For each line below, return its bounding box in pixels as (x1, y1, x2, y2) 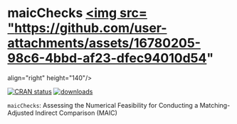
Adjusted (7, 108, 34, 117)
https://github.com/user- (14, 20, 167, 36)
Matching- (199, 101, 231, 109)
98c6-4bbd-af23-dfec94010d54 (7, 50, 207, 67)
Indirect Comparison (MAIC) (35, 108, 117, 117)
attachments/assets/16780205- (7, 35, 201, 51)
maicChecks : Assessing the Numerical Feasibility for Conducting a (7, 101, 199, 109)
